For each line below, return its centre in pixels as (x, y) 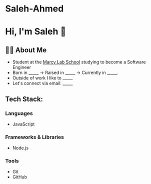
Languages (19, 113)
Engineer (22, 67)
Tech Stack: (24, 99)
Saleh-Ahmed (34, 9)
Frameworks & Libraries (34, 137)
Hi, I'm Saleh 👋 (36, 32)
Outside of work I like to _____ (42, 78)
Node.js (20, 148)
